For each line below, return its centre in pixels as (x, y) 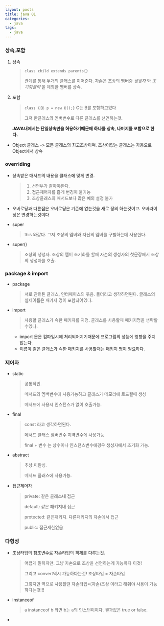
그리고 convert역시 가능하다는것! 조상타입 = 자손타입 (75, 574)
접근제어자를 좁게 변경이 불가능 (61, 192)
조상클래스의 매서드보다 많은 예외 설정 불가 (72, 198)
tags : (11, 28)
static (18, 374)
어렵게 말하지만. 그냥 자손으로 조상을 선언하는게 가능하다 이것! (83, 563)
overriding (18, 164)
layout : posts (20, 10)
